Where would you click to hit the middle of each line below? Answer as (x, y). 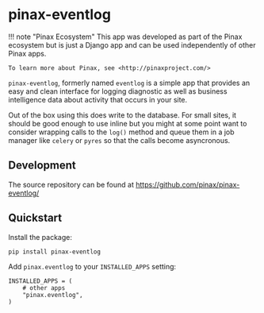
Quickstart (35, 218)
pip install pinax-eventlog (55, 252)
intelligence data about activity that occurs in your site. (98, 99)
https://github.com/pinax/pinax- (188, 184)
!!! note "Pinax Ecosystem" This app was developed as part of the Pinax (125, 37)
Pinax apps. (27, 53)
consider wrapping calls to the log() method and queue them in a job (122, 132)
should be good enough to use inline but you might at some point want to (128, 123)
